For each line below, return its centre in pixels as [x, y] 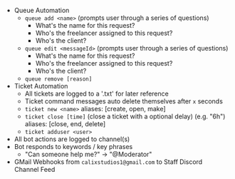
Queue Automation [42, 10]
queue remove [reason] [58, 79]
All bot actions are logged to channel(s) [72, 139]
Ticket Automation [41, 86]
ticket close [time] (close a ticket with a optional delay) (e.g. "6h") [125, 116]
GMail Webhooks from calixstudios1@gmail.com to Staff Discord [108, 162]
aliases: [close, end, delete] [65, 124]
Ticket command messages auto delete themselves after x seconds [124, 101]
